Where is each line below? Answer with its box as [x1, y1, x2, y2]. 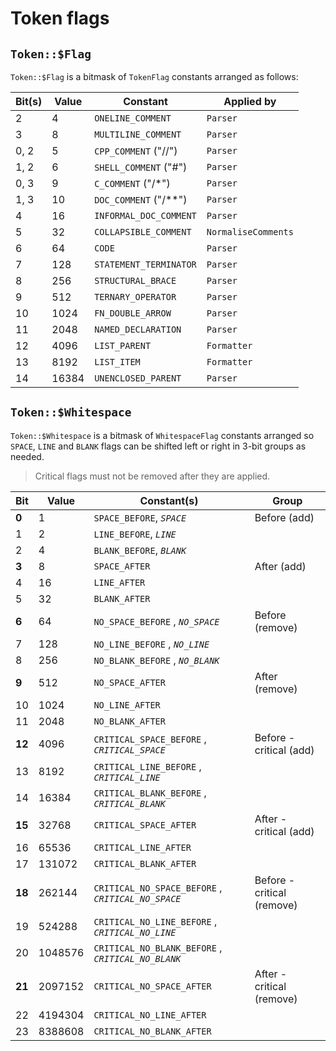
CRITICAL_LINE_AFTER [93, 842, 192, 853]
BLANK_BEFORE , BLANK [93, 543, 187, 557]
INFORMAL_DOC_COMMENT [94, 210, 197, 221]
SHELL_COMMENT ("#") [94, 160, 188, 174]
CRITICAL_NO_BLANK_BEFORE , [93, 940, 223, 954]
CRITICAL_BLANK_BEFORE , [93, 785, 207, 799]
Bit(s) [15, 95, 43, 108]
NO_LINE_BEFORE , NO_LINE [93, 637, 210, 651]
